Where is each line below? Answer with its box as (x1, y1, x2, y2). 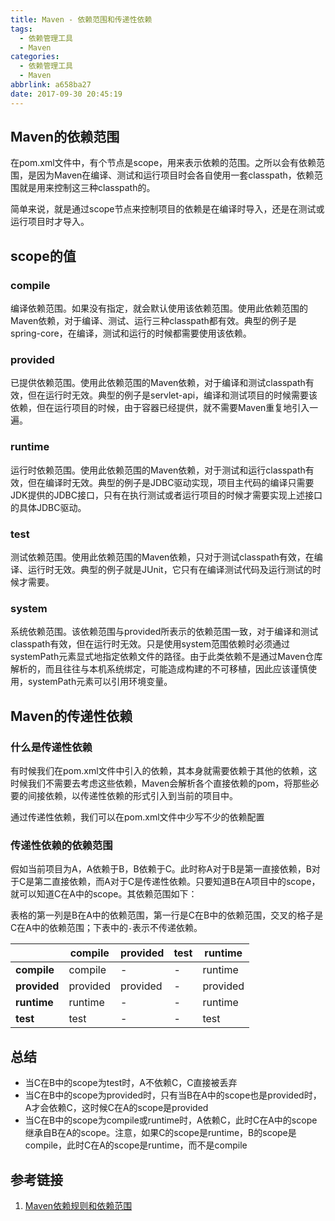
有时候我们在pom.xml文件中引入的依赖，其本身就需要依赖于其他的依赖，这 (10, 765, 318, 776)
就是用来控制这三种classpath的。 (18, 182, 156, 194)
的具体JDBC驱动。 (10, 501, 87, 513)
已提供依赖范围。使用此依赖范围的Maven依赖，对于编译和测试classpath (10, 377, 306, 389)
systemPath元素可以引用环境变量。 (27, 676, 173, 688)
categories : (10, 52, 60, 62)
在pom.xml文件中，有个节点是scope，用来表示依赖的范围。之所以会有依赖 (10, 157, 317, 169)
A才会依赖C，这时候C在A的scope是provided (24, 1102, 209, 1114)
